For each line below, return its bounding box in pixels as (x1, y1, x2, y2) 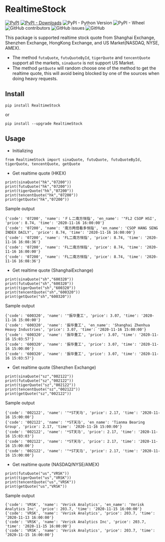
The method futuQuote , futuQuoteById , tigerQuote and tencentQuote (12, 54, 150, 60)
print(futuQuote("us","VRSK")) (5, 471, 69, 476)
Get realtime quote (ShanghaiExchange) (12, 267, 94, 273)
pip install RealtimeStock (5, 103, 61, 108)
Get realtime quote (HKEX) (12, 170, 66, 176)
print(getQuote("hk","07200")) (5, 197, 69, 202)
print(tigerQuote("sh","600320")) (5, 285, 76, 290)
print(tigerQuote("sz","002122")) (5, 382, 76, 388)
